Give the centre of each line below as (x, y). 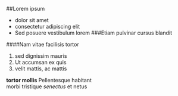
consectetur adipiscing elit (47, 27)
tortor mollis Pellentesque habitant (49, 80)
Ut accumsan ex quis (40, 62)
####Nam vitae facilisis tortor (43, 44)
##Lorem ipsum (26, 9)
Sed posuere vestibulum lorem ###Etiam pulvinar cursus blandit (93, 33)
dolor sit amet (32, 20)
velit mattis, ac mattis (41, 69)
